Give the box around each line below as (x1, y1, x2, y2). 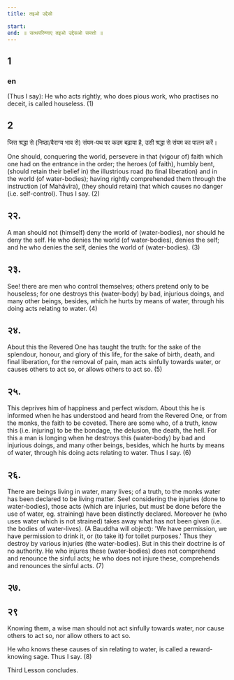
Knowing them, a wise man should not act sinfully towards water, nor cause (7, 624, 225, 632)
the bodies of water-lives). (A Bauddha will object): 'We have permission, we (7, 524, 228, 533)
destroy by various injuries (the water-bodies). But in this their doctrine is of (7, 539, 226, 547)
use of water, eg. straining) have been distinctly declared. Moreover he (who (7, 509, 228, 518)
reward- (189, 645, 213, 653)
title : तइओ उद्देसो (7, 10, 53, 17)
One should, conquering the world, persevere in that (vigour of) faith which (7, 152, 224, 161)
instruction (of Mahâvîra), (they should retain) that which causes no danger (7, 182, 224, 190)
